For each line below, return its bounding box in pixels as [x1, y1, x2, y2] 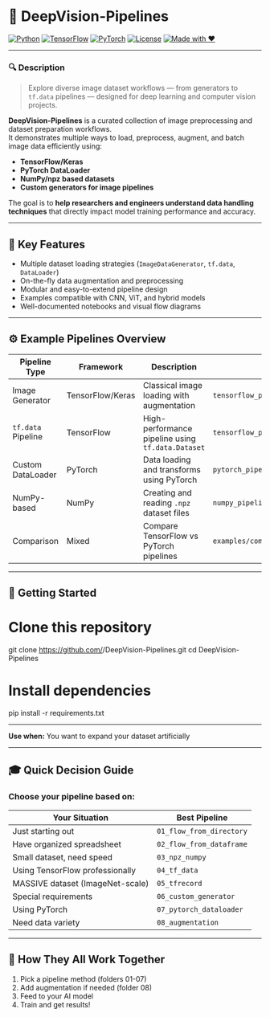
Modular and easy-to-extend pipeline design [19, 284, 168, 294]
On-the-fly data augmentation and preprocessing [19, 276, 184, 286]
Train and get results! [19, 999, 91, 1009]
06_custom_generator [156, 892, 235, 901]
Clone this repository [8, 619, 153, 637]
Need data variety [12, 917, 80, 928]
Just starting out [12, 825, 75, 836]
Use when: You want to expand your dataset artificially [8, 731, 190, 741]
